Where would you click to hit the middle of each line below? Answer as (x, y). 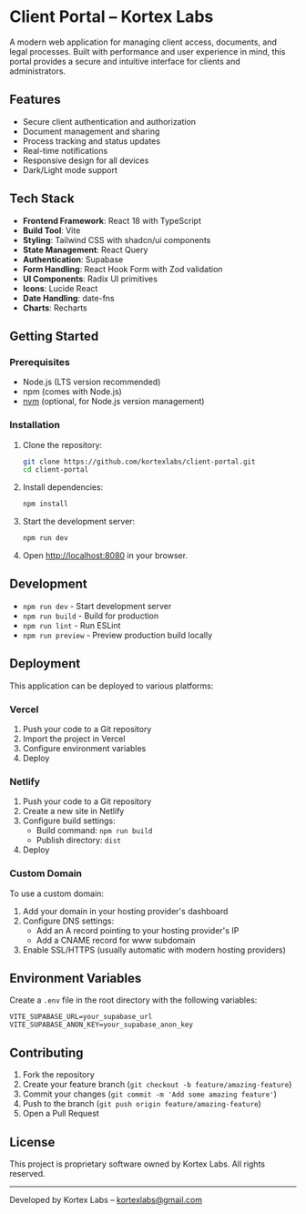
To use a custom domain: (57, 893)
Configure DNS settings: (68, 921)
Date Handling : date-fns (69, 298)
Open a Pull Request (61, 1114)
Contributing (46, 1052)
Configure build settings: (69, 821)
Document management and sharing (91, 131)
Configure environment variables (84, 748)
